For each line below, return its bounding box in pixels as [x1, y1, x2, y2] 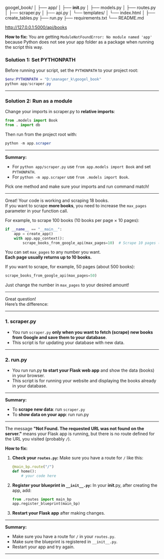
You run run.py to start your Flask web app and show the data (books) [12, 367, 155, 373]
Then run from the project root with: [5, 132, 77, 138]
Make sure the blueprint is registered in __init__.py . [12, 539, 118, 545]
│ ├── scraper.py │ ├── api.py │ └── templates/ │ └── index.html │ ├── [5, 10, 155, 16]
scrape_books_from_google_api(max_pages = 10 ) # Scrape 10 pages [22, 240, 156, 245]
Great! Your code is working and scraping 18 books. [5, 198, 109, 203]
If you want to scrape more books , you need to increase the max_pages [5, 202, 147, 208]
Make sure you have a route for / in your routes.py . [12, 534, 116, 539]
